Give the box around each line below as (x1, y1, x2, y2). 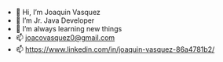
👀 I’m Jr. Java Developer (15, 16, 95, 25)
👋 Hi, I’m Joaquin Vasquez (15, 8, 101, 16)
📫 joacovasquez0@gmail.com (15, 33, 115, 42)
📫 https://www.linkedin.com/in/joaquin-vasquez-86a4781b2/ (15, 45, 215, 54)
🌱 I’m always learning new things (15, 24, 122, 33)
